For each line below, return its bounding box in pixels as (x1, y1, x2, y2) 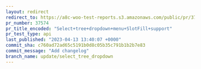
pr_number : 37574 (5, 20, 49, 26)
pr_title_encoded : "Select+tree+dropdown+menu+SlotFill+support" (5, 25, 172, 32)
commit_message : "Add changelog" (5, 48, 89, 54)
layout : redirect (5, 8, 49, 15)
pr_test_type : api (5, 31, 52, 37)
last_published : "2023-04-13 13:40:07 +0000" (5, 37, 121, 43)
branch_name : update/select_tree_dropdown (5, 53, 113, 59)
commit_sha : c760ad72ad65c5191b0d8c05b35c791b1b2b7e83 (5, 43, 146, 49)
